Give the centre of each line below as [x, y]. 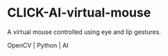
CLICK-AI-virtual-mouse [79, 13]
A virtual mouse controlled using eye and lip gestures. [84, 32]
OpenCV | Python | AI [38, 45]
